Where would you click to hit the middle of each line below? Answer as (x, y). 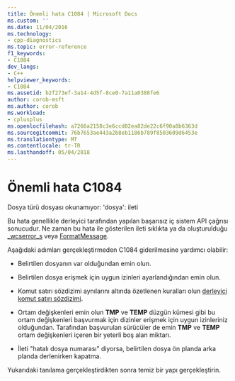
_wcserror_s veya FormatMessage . (58, 236)
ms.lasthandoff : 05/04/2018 (49, 153)
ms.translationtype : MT (42, 139)
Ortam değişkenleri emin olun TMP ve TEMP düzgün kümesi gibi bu (116, 312)
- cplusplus (25, 119)
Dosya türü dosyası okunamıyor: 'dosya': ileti (73, 207)
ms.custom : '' (28, 21)
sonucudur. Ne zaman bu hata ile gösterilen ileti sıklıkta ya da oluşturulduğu (117, 228)
